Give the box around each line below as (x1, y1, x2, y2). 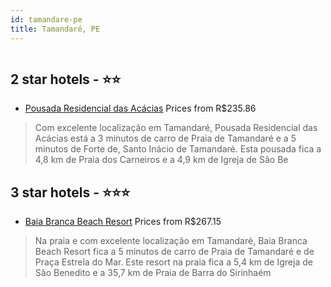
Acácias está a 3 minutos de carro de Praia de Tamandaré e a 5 (34, 132, 297, 145)
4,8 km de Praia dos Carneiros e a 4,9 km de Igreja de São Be (34, 154, 289, 166)
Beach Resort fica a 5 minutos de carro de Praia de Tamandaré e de (34, 246, 315, 258)
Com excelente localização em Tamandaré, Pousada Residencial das (34, 122, 318, 134)
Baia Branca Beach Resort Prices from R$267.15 (24, 216, 222, 228)
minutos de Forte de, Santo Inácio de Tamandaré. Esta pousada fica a (34, 143, 322, 155)
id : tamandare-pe (10, 14, 83, 25)
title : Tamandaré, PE (10, 24, 101, 34)
